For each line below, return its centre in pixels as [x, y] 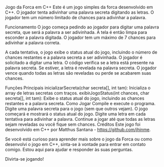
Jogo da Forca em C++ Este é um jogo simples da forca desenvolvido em [79, 7]
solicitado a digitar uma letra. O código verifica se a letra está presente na [80, 63]
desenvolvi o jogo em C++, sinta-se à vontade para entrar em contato [75, 144]
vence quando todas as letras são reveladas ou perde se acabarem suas [78, 73]
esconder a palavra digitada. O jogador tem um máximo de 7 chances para [80, 37]
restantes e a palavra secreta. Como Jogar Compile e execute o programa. [80, 103]
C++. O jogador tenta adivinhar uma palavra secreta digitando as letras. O [80, 12]
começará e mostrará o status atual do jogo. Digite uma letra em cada [75, 114]
